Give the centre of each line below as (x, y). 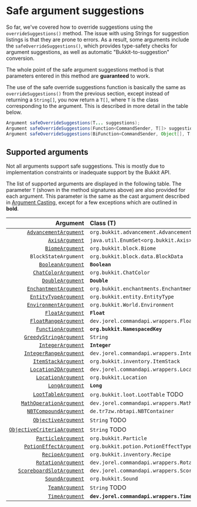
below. (14, 112)
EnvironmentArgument (56, 305)
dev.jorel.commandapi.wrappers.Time (141, 496)
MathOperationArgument (52, 403)
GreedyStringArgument (54, 337)
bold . (13, 209)
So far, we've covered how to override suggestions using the (79, 27)
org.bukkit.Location (119, 378)
